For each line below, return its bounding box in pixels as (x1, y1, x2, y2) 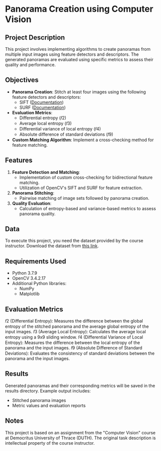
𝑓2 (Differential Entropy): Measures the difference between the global (5, 318, 143, 324)
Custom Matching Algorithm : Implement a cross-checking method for (12, 137, 154, 143)
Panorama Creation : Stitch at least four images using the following (12, 89, 146, 95)
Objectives (5, 76, 39, 84)
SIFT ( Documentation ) (19, 99, 64, 105)
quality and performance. (5, 62, 56, 67)
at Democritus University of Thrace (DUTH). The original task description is (5, 435, 156, 441)
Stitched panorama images (12, 397, 67, 403)
